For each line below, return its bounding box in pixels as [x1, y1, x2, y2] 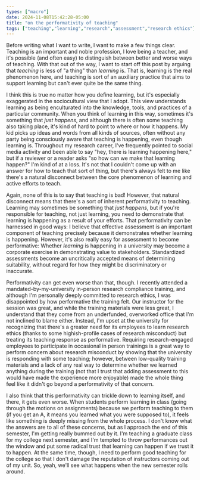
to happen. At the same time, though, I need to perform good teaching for [6, 449, 186, 456]
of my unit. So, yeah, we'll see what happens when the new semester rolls [6, 462, 188, 469]
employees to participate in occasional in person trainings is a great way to [6, 342, 190, 349]
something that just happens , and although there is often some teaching [6, 117, 183, 124]
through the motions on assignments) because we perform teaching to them [6, 405, 193, 412]
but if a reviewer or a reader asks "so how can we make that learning [6, 154, 176, 162]
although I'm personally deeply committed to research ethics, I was [6, 292, 171, 299]
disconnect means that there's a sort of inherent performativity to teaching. [6, 198, 191, 205]
